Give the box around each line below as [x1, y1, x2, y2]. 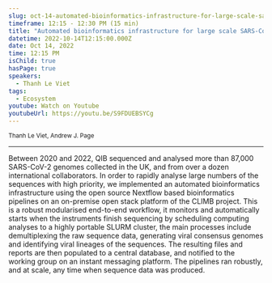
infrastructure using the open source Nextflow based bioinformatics [8, 188, 235, 197]
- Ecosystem [15, 95, 57, 103]
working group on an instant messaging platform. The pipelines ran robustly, [8, 256, 263, 266]
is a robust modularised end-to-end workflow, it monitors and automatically [8, 205, 260, 214]
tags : [8, 87, 27, 95]
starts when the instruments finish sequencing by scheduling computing [8, 213, 249, 223]
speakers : [8, 72, 42, 80]
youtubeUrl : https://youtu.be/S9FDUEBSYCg [8, 110, 154, 118]
